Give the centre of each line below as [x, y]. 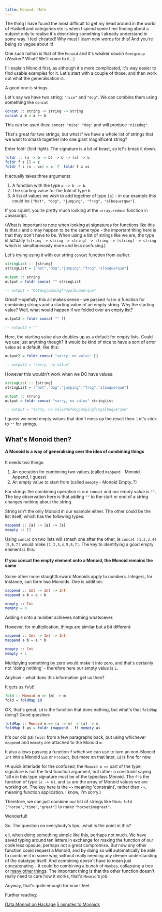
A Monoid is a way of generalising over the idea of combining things [75, 451]
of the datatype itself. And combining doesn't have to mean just [68, 861]
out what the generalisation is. [35, 78]
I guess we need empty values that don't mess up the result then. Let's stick [81, 419]
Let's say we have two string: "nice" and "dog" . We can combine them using [81, 97]
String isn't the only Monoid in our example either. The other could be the [78, 511]
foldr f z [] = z [22, 162]
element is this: [20, 549]
